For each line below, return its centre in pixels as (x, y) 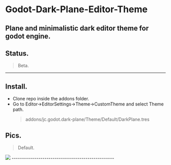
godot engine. (28, 36)
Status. (17, 53)
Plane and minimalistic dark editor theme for (77, 28)
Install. (17, 86)
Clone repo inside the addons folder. (51, 99)
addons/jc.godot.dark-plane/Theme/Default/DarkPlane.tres (87, 119)
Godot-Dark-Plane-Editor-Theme (76, 9)
